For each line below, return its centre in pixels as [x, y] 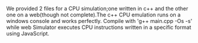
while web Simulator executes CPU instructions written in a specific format [99, 27]
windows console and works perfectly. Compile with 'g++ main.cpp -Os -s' [99, 21]
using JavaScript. [28, 34]
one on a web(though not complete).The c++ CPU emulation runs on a [94, 15]
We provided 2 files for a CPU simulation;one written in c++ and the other [97, 9]
